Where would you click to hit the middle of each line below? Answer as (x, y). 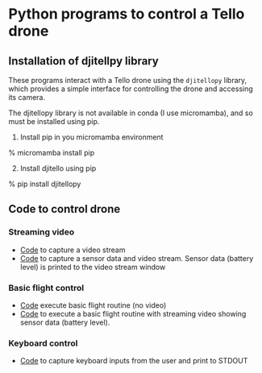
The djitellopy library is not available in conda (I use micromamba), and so (131, 113)
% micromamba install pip (52, 153)
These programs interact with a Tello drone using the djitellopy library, (128, 80)
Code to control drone (64, 209)
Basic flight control (46, 288)
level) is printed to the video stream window (93, 267)
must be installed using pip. (54, 121)
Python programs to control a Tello (127, 14)
